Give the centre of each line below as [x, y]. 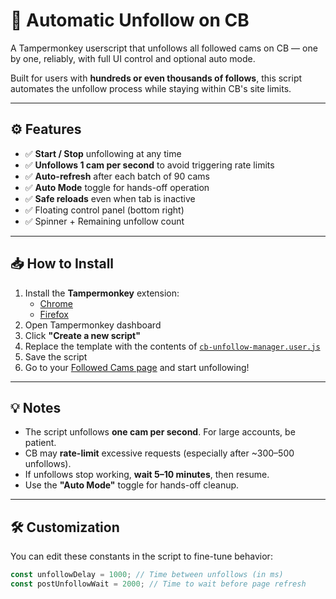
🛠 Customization [65, 527]
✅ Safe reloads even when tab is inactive [110, 198]
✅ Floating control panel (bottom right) [104, 210]
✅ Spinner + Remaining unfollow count [104, 221]
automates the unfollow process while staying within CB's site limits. [151, 88]
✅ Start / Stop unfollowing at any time [103, 153]
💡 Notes [36, 407]
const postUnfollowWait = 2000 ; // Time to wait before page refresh [158, 584]
